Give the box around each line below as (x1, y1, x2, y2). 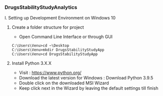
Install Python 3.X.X (11, 60, 52, 66)
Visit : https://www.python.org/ (19, 70, 81, 76)
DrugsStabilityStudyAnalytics (4, 4, 78, 11)
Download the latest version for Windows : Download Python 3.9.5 (19, 75, 153, 81)
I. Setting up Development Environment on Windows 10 (4, 15, 116, 21)
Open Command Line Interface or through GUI (19, 34, 113, 40)
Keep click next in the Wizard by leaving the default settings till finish (19, 85, 159, 91)
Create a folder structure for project (11, 24, 84, 30)
